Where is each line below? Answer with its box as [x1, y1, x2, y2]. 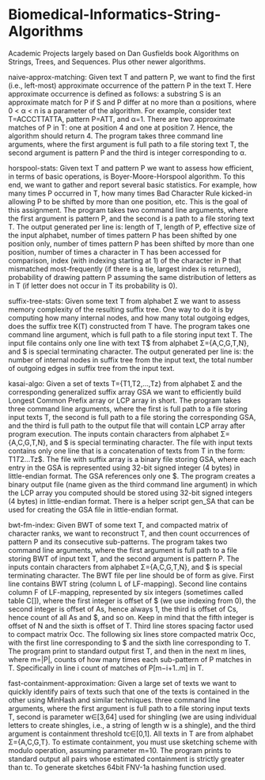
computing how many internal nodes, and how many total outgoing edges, [8, 312, 251, 322]
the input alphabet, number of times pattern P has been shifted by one [8, 230, 237, 240]
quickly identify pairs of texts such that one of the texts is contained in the [8, 687, 250, 696]
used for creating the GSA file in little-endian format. [8, 505, 180, 514]
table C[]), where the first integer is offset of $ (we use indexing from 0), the [8, 596, 257, 605]
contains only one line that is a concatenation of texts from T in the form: [8, 445, 245, 456]
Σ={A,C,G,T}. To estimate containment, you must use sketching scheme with [8, 737, 258, 747]
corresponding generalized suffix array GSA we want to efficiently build [8, 387, 241, 396]
